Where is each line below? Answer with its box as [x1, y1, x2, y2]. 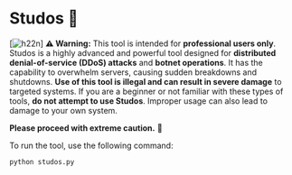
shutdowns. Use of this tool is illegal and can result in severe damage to [9, 76, 282, 87]
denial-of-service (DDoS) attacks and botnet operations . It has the [9, 57, 264, 68]
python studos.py [9, 157, 75, 166]
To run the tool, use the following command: [9, 140, 174, 151]
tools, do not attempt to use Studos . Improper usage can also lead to [9, 95, 268, 106]
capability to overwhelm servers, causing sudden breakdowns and [9, 67, 258, 78]
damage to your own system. [9, 105, 118, 115]
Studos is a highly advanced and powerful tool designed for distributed [9, 47, 277, 58]
